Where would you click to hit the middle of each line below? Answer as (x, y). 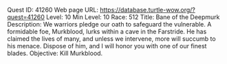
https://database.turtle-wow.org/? (148, 10)
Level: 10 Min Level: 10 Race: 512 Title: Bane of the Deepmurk (133, 17)
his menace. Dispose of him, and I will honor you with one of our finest (107, 46)
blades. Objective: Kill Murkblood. (55, 53)
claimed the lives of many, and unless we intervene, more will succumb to (111, 39)
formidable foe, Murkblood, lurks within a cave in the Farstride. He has (107, 31)
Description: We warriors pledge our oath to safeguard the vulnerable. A (109, 24)
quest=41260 (26, 17)
